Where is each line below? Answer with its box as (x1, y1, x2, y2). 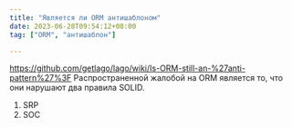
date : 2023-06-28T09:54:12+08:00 (9, 22, 137, 31)
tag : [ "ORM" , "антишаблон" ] (9, 30, 117, 39)
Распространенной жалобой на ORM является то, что (73, 73, 284, 83)
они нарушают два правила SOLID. (9, 83, 145, 93)
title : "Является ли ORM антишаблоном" (9, 13, 162, 23)
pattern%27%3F (9, 73, 72, 83)
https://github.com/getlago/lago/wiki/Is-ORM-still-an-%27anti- (9, 63, 246, 73)
